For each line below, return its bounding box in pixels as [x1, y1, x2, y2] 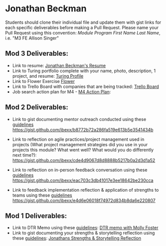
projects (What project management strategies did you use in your [12, 141, 148, 147]
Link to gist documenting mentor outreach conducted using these [12, 116, 146, 122]
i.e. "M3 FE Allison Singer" [5, 35, 59, 41]
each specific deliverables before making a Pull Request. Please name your [5, 24, 159, 30]
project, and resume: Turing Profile [12, 73, 84, 79]
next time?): [12, 152, 37, 158]
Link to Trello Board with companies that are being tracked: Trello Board [12, 83, 160, 89]
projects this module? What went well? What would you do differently [12, 147, 154, 153]
